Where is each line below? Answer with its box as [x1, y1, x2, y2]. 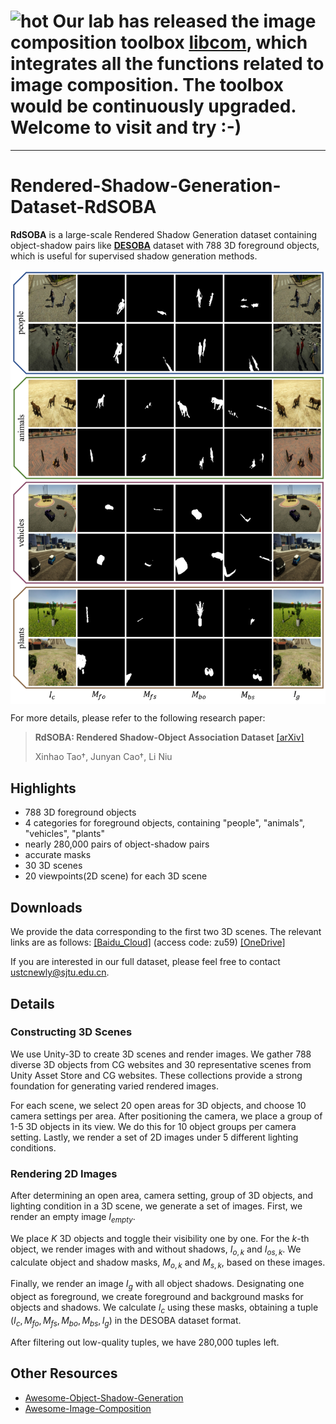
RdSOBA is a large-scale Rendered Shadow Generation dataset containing [10, 228, 318, 240]
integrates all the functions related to [10, 53, 325, 75]
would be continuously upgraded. [10, 95, 297, 118]
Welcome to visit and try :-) [10, 116, 242, 139]
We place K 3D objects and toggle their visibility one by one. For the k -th [10, 1232, 310, 1244]
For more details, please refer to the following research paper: [10, 712, 266, 724]
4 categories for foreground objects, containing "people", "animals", [24, 817, 306, 829]
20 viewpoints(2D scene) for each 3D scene [24, 870, 208, 882]
